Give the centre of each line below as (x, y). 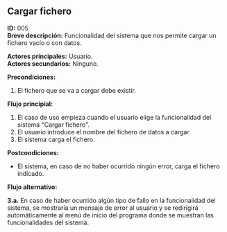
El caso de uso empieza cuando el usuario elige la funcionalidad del (114, 117)
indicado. (31, 173)
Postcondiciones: (33, 152)
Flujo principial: (30, 104)
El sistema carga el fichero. (56, 139)
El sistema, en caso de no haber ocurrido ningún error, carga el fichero (118, 166)
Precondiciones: (32, 77)
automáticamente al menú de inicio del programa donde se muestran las (110, 215)
